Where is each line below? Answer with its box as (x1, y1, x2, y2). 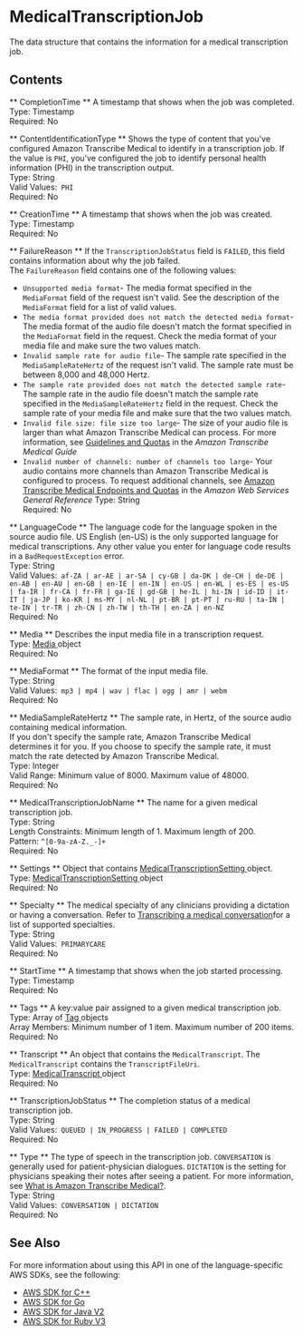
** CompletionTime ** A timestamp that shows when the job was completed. (9, 96, 295, 107)
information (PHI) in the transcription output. (9, 161, 175, 173)
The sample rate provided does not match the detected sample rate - (22, 378, 287, 389)
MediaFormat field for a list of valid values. (22, 301, 177, 312)
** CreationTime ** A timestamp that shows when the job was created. (9, 209, 273, 219)
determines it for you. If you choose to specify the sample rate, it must (9, 741, 271, 752)
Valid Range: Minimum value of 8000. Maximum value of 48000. (9, 769, 250, 781)
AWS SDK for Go (22, 1296, 86, 1307)
